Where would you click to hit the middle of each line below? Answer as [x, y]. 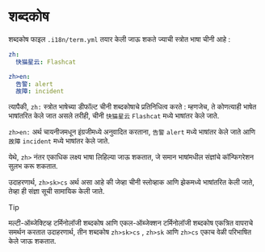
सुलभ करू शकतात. [33, 166]
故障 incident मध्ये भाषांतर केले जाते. [59, 141]
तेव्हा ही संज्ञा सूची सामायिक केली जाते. [57, 192]
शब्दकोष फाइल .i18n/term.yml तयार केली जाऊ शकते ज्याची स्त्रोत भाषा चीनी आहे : [120, 39]
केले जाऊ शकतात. [32, 242]
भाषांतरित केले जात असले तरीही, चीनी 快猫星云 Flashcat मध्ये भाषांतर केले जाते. [114, 116]
